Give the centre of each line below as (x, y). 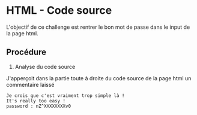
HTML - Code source (59, 10)
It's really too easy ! (36, 101)
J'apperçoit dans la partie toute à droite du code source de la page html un (99, 78)
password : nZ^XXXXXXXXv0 (38, 106)
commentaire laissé (30, 84)
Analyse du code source (45, 66)
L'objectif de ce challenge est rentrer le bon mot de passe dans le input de (98, 27)
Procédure (26, 52)
